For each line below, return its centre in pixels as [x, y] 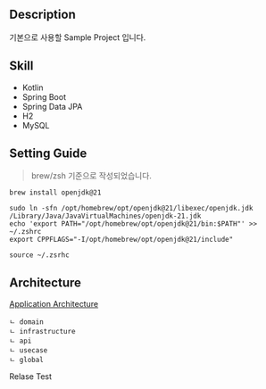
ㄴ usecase [29, 351]
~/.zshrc [25, 232]
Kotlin [33, 87]
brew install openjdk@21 [55, 193]
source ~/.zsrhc [39, 255]
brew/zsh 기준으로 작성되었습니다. [91, 176]
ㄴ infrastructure [42, 332]
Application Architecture [54, 304]
